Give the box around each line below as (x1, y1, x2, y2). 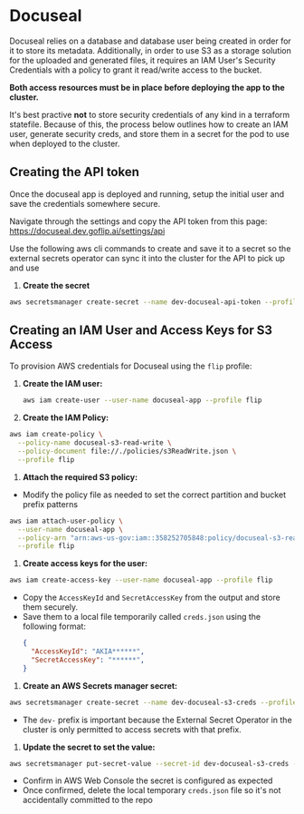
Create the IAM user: (22, 378, 103, 389)
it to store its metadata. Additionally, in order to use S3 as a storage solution (9, 44, 292, 55)
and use (9, 262, 40, 273)
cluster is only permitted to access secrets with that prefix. (22, 723, 242, 735)
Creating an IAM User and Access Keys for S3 (9, 323, 273, 338)
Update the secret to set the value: (22, 741, 156, 752)
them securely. (22, 602, 79, 613)
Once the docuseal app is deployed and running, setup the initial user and (9, 188, 285, 200)
